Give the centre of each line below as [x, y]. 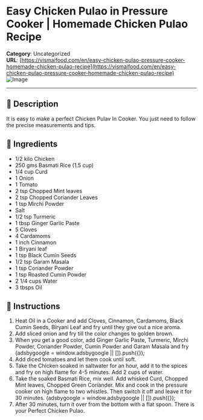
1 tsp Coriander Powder [44, 268]
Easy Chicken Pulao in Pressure [87, 11]
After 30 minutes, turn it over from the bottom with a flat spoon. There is [105, 404]
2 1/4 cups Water [36, 281]
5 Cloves [26, 229]
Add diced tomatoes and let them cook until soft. [76, 359]
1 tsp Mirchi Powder [40, 203]
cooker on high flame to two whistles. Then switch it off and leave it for [103, 392]
